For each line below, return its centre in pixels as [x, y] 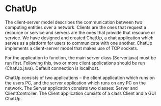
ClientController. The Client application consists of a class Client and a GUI [80, 93]
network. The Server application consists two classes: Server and [72, 88]
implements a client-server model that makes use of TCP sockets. [72, 48]
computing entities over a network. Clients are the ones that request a [76, 27]
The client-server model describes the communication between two [74, 22]
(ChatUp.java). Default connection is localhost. [52, 68]
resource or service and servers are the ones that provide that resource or [80, 32]
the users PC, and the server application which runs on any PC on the [76, 83]
